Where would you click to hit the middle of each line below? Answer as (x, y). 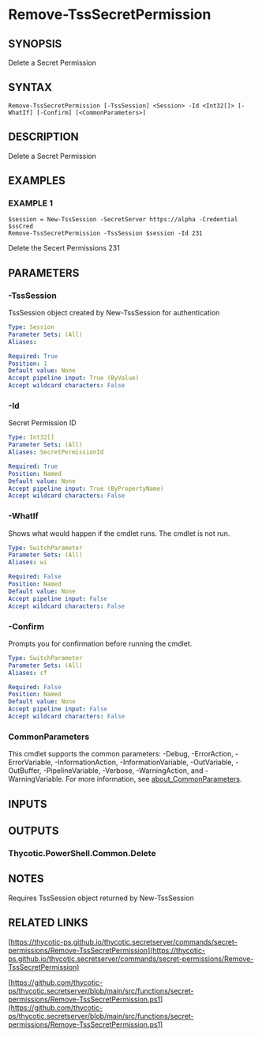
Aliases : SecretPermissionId (56, 452)
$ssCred (21, 227)
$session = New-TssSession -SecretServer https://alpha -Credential (123, 220)
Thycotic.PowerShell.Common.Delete (82, 853)
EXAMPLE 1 (31, 203)
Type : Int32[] (32, 437)
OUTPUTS (34, 830)
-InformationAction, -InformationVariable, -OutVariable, (144, 762)
